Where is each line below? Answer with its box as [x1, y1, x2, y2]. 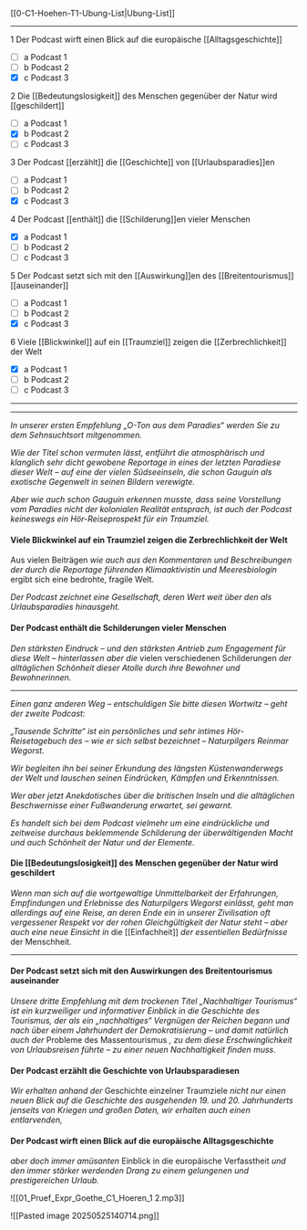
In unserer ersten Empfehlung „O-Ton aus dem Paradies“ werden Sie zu [10, 420, 281, 431]
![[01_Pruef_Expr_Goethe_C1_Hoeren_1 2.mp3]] [10, 1193, 185, 1204]
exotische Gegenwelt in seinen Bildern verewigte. [10, 477, 195, 488]
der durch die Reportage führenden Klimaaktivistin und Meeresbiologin [10, 564, 277, 575]
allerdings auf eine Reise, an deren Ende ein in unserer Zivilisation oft [10, 907, 271, 918]
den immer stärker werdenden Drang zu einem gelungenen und [10, 1165, 250, 1176]
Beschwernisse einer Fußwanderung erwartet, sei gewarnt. [10, 799, 233, 811]
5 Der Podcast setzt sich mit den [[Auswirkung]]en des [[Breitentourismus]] [10, 269, 294, 281]
